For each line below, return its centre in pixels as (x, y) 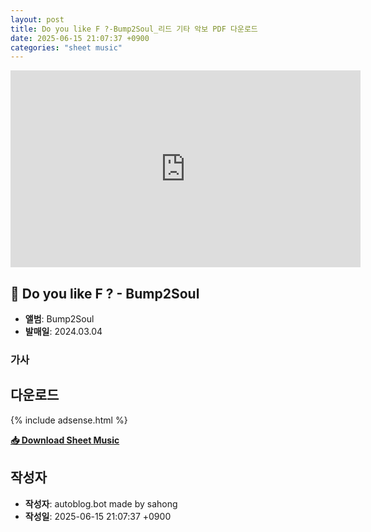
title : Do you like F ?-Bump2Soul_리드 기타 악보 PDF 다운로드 (134, 29)
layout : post (37, 19)
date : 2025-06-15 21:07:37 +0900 (80, 38)
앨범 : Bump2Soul (59, 319)
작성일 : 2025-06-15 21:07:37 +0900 (98, 516)
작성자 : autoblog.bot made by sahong (101, 503)
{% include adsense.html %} (69, 420)
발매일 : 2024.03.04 (63, 332)
